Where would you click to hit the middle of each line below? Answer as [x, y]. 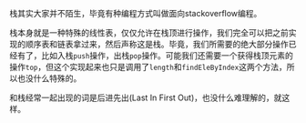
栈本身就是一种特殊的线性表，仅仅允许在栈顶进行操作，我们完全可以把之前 [149, 33]
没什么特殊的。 [53, 78]
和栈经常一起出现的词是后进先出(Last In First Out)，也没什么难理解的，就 [146, 97]
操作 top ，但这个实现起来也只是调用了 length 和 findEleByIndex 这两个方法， [148, 67]
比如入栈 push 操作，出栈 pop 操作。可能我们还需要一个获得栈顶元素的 [167, 56]
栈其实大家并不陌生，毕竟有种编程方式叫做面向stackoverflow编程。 [136, 13]
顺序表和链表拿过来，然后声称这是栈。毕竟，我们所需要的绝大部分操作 [157, 44]
